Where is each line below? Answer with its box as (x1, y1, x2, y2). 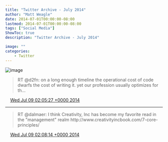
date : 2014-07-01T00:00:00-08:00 (5, 16, 75, 21)
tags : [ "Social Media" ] (5, 26, 55, 31)
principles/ (17, 122, 40, 128)
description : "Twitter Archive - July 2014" (5, 35, 99, 40)
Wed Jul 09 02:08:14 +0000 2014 (9, 132, 79, 138)
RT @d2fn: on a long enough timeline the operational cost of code (17, 77, 154, 83)
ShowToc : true (5, 30, 35, 35)
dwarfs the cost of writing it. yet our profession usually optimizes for (17, 82, 158, 88)
